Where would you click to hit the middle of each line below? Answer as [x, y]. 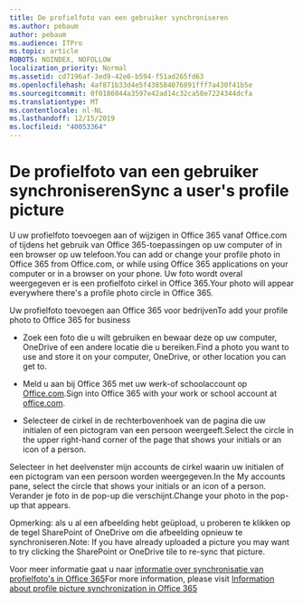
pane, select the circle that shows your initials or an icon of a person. [138, 485]
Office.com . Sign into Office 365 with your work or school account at [150, 393]
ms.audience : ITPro [46, 43]
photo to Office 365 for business [70, 320]
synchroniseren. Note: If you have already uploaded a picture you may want [149, 542]
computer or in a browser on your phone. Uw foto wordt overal [126, 273]
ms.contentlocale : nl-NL [56, 110]
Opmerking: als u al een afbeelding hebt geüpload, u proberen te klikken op [150, 523]
